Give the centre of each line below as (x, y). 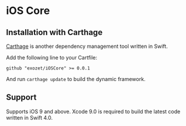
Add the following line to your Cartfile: (52, 57)
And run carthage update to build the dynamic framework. (76, 79)
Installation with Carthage (54, 32)
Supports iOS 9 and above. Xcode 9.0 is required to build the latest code (93, 111)
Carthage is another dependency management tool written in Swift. (87, 46)
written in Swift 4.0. (30, 117)
